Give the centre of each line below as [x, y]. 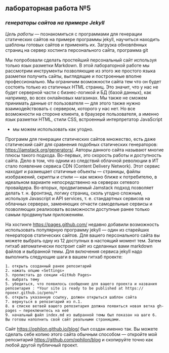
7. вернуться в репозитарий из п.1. [44, 302]
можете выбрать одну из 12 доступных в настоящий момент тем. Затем [83, 240]
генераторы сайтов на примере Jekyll [55, 23]
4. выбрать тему [22, 279]
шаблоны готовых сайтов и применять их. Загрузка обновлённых [76, 45]
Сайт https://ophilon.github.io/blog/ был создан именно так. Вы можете [81, 329]
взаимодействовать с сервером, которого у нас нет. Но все [70, 108]
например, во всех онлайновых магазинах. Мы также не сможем [76, 98]
